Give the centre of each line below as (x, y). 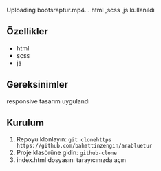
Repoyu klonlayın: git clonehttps (64, 139)
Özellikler (28, 31)
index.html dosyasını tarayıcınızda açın (71, 160)
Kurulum (25, 123)
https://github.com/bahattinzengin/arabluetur (84, 146)
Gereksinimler (37, 84)
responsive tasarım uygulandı (48, 101)
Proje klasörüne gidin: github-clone (67, 153)
